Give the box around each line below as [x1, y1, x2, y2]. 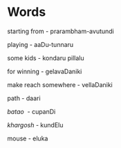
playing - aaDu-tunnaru [7, 40, 74, 48]
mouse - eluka [7, 134, 48, 142]
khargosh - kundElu [7, 120, 64, 129]
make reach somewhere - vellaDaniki [7, 80, 113, 89]
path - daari [7, 94, 41, 102]
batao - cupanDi [7, 107, 56, 115]
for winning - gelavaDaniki [7, 67, 82, 75]
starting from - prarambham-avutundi [7, 27, 114, 35]
